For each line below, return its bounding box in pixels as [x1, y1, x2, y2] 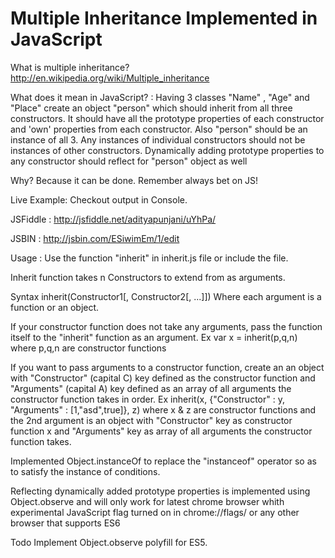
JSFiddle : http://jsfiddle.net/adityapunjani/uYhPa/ [10, 213, 217, 225]
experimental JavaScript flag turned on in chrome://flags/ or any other [10, 506, 300, 518]
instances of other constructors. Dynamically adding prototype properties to [10, 144, 325, 156]
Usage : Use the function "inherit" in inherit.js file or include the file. [10, 252, 289, 264]
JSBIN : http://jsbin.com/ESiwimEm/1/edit [10, 232, 180, 244]
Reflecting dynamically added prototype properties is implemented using [10, 485, 311, 497]
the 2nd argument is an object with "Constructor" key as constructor [10, 414, 293, 426]
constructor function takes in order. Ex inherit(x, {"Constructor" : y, [10, 393, 285, 405]
